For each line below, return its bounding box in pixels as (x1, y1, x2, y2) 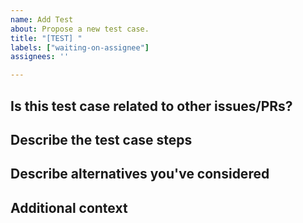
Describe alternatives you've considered (10, 166, 270, 183)
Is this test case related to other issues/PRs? (10, 97, 293, 115)
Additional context (10, 199, 128, 216)
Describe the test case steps (10, 131, 193, 148)
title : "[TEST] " (10, 33, 83, 43)
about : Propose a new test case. (10, 24, 150, 34)
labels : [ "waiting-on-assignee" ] (10, 42, 150, 53)
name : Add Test (10, 14, 74, 25)
